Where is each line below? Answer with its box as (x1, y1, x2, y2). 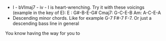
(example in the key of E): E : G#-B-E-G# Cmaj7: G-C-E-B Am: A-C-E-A (12, 10, 161, 16)
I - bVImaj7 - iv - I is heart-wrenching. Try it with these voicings (12, 5, 145, 10)
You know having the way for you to (5, 30, 80, 36)
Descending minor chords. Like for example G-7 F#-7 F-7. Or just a (12, 15, 152, 21)
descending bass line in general (12, 20, 79, 26)
